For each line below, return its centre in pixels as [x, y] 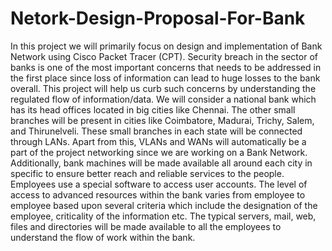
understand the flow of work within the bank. [103, 237]
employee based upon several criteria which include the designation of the [164, 205]
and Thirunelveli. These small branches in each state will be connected [156, 131]
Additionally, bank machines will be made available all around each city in [161, 163]
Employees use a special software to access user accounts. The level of [159, 184]
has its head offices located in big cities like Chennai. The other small [153, 109]
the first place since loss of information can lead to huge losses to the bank [165, 78]
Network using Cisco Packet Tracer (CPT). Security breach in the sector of [164, 56]
